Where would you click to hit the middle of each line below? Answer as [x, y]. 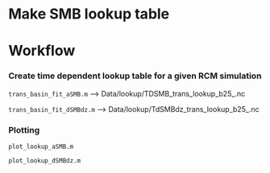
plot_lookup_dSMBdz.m [45, 161]
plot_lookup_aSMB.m [41, 146]
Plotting [24, 130]
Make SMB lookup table [89, 14]
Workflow [42, 51]
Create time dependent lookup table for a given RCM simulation [135, 76]
